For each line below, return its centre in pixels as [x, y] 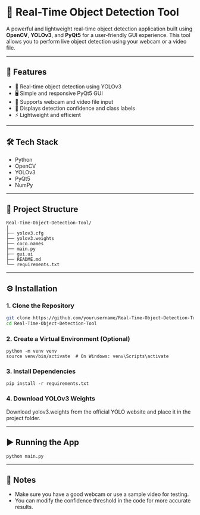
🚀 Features [26, 72]
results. [24, 507]
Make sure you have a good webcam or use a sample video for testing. [102, 494]
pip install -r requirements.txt [48, 384]
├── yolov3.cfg [25, 233]
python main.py [25, 456]
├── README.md [24, 260]
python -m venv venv [32, 351]
